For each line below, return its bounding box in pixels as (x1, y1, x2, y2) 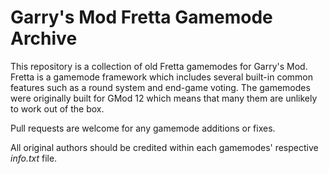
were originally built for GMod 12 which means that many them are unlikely (10, 92, 318, 104)
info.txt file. (10, 152, 58, 164)
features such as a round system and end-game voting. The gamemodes (10, 81, 311, 93)
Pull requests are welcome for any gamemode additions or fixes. (10, 122, 276, 134)
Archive (10, 27, 78, 50)
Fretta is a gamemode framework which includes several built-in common (10, 71, 313, 83)
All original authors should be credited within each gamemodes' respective (10, 141, 319, 153)
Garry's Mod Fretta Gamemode (10, 6, 273, 29)
